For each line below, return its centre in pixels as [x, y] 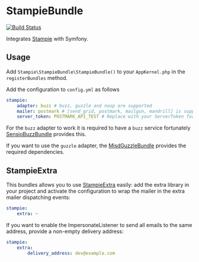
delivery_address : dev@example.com [71, 253]
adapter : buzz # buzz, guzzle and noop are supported [84, 106]
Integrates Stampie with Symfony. [47, 38]
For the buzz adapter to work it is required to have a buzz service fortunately [98, 128]
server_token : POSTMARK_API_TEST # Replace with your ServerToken [100, 117]
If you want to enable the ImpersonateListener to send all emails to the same [99, 225]
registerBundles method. [37, 77]
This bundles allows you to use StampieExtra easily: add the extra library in [98, 185]
